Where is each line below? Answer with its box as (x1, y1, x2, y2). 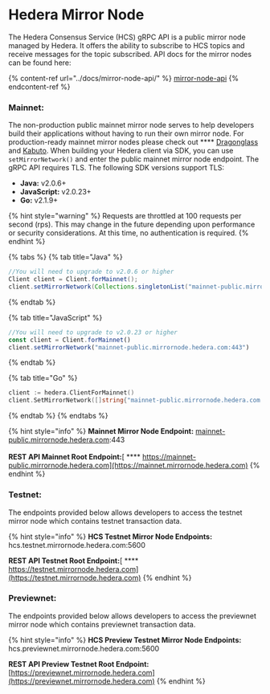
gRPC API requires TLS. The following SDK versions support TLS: (8, 163, 225, 173)
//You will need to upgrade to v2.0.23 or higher (8, 328, 178, 337)
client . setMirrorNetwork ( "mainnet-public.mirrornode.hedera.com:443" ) (8, 343, 250, 351)
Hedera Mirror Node (8, 6, 145, 24)
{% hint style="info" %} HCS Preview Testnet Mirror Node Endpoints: (8, 635, 242, 644)
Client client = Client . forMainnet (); (8, 276, 138, 284)
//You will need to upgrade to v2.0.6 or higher (8, 267, 174, 276)
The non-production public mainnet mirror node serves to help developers (8, 120, 255, 130)
